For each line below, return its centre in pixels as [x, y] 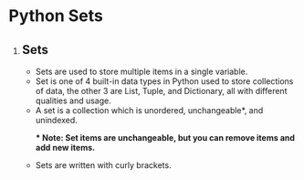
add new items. [65, 148]
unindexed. [57, 120]
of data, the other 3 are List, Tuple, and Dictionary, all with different [161, 91]
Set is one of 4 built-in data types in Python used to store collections [164, 81]
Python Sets [56, 16]
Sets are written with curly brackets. [103, 165]
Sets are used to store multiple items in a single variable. [142, 71]
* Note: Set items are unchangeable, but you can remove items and [165, 138]
